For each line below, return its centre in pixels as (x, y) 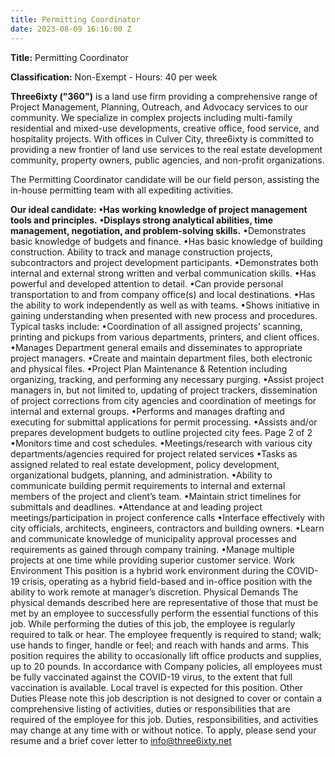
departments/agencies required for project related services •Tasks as (154, 453)
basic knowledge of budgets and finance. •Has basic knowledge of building (166, 241)
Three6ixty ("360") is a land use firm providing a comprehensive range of (164, 96)
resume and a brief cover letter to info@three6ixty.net (121, 740)
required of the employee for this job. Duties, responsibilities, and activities (164, 719)
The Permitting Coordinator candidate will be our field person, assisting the (165, 179)
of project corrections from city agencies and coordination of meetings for (163, 400)
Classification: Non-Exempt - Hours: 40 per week (114, 77)
